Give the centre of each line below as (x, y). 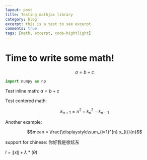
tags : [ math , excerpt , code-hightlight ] (48, 33)
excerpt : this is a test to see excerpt (48, 24)
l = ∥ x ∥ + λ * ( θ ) (21, 152)
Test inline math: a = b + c (32, 91)
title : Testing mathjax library (39, 15)
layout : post (19, 10)
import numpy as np (26, 81)
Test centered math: (26, 101)
